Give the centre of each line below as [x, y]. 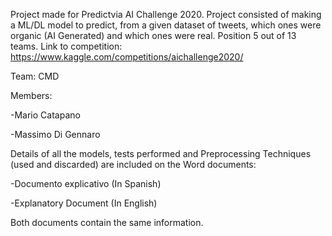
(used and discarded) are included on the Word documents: [133, 164]
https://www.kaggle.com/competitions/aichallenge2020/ [127, 57]
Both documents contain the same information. [107, 222]
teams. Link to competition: [66, 46]
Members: [31, 95]
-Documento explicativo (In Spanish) [86, 183]
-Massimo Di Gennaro [55, 134]
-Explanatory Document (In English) [84, 203]
